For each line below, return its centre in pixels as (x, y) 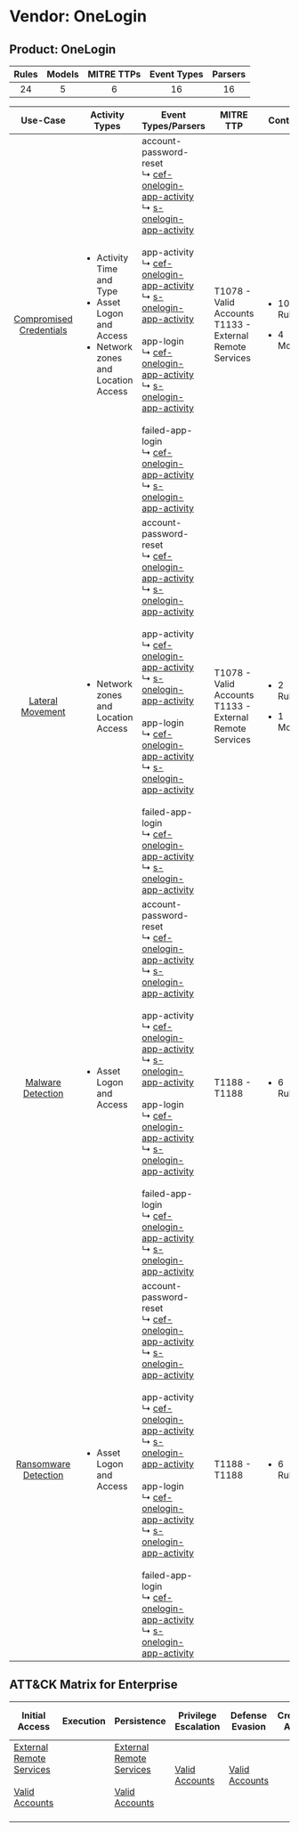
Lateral (43, 701)
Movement (43, 712)
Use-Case (44, 120)
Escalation (198, 1726)
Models (63, 74)
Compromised (43, 319)
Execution (84, 1721)
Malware (44, 1082)
